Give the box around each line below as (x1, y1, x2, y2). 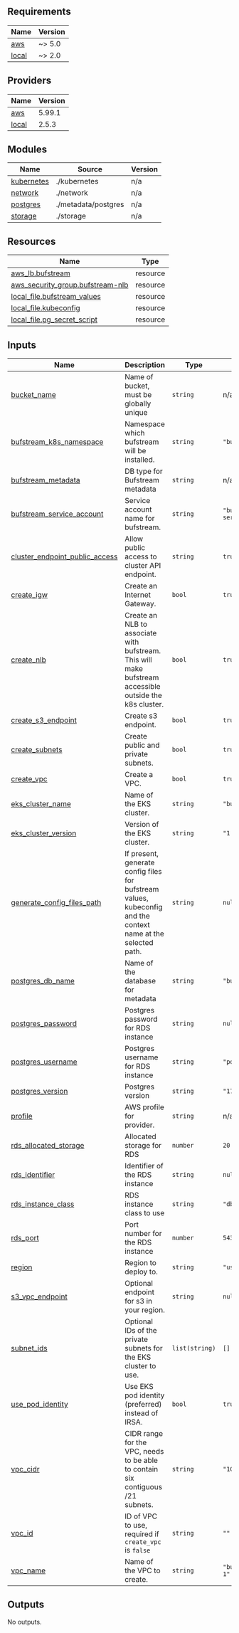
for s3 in (124, 1296, 153, 1306)
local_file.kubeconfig (11, 303, 80, 313)
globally (124, 398, 152, 408)
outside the (124, 690, 162, 700)
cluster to (124, 1361, 156, 1371)
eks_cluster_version (11, 828, 77, 838)
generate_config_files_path (11, 898, 102, 908)
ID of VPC (124, 1511, 158, 1521)
